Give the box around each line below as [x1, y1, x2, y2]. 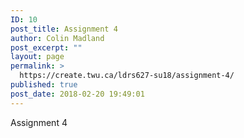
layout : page [10, 52, 65, 62]
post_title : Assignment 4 [10, 24, 118, 34]
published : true [10, 80, 78, 90]
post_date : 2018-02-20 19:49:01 [10, 89, 145, 99]
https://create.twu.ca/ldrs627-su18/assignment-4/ [19, 71, 235, 81]
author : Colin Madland [10, 33, 105, 43]
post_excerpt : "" [10, 42, 83, 53]
